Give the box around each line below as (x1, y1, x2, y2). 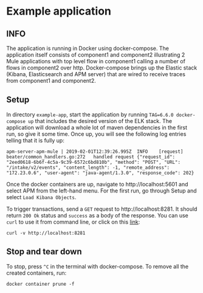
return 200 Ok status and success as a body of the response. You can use (6, 211, 188, 219)
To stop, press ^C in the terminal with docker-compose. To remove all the (6, 263, 189, 270)
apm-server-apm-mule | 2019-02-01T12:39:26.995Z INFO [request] (6, 148, 184, 155)
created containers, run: (6, 269, 67, 277)
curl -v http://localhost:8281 (6, 230, 86, 236)
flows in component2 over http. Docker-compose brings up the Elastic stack (6, 64, 198, 71)
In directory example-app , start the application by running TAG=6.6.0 (6, 111, 174, 118)
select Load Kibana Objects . (6, 193, 77, 200)
